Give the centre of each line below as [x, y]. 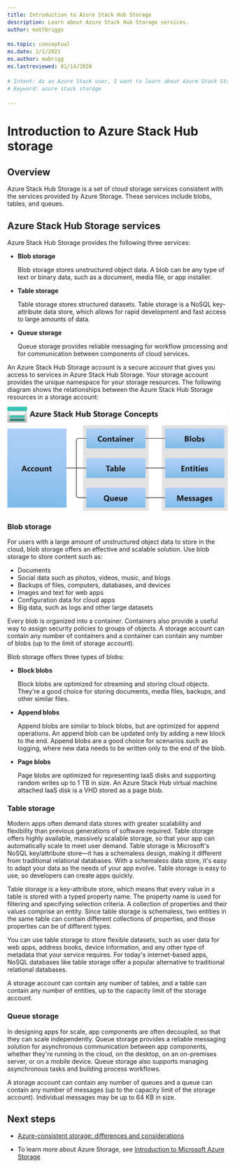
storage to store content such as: [55, 557]
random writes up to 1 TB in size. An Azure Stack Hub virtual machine [117, 783]
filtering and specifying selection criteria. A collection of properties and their [117, 904]
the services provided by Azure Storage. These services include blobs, [109, 197]
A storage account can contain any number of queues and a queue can [110, 1082]
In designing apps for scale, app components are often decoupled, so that [114, 1032]
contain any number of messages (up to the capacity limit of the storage [111, 1090]
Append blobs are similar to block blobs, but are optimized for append [118, 726]
